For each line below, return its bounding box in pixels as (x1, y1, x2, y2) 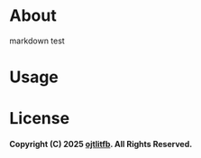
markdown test (9, 35, 65, 46)
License (9, 108, 70, 129)
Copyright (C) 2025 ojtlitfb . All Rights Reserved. (9, 138, 193, 149)
